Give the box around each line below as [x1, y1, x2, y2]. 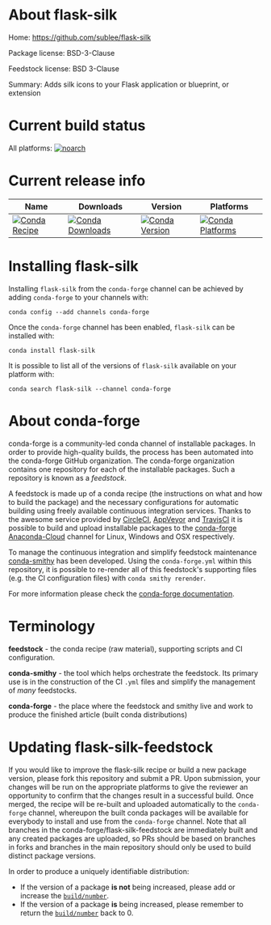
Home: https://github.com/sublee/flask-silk [8, 32, 152, 42]
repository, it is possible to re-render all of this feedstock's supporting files [8, 564, 256, 574]
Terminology [8, 617, 95, 635]
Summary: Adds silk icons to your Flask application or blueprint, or [8, 79, 230, 89]
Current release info [8, 172, 146, 190]
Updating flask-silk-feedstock [8, 738, 214, 756]
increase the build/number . [19, 890, 110, 900]
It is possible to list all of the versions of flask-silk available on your [8, 360, 236, 370]
